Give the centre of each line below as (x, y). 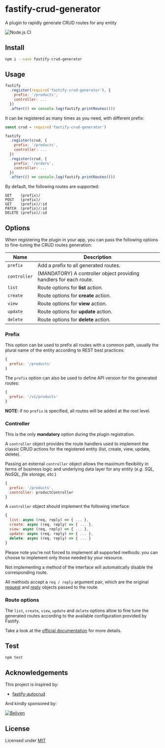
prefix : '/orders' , (34, 163)
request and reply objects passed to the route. (52, 587)
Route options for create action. (74, 295)
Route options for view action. (72, 304)
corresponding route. (27, 572)
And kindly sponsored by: (31, 704)
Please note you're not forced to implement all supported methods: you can (82, 552)
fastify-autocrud (29, 694)
